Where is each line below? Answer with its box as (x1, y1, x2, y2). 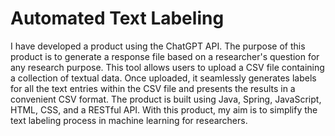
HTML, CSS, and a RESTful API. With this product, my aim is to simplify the (10, 103, 318, 116)
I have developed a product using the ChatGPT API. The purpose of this (10, 40, 306, 52)
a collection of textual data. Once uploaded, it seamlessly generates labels (10, 72, 317, 84)
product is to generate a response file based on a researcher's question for (10, 50, 320, 62)
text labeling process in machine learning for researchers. (10, 114, 248, 126)
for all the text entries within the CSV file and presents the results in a (10, 82, 296, 94)
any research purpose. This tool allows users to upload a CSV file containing (10, 61, 325, 73)
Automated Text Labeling (10, 7, 225, 30)
